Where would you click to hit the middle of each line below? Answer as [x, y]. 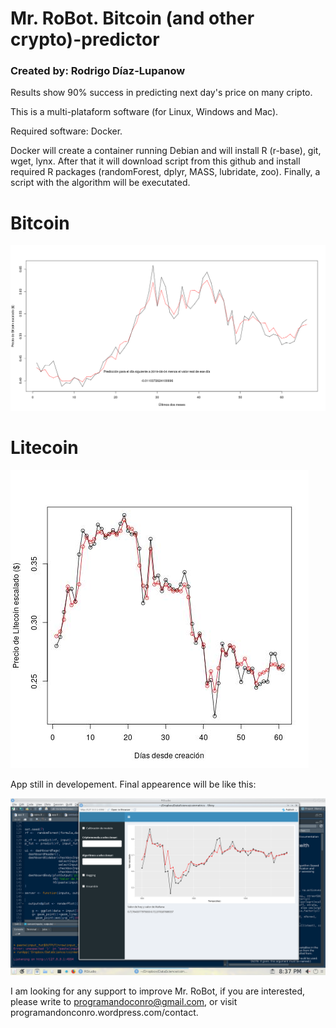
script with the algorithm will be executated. [100, 183]
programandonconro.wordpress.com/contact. [104, 1013]
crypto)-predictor [85, 39]
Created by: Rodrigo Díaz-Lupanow [98, 71]
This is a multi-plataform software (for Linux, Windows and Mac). [144, 112]
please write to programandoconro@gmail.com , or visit [124, 1002]
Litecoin [44, 447]
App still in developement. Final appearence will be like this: [133, 784]
